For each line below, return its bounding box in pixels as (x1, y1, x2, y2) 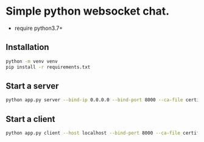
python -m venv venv (5, 58, 58, 65)
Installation (5, 42, 49, 52)
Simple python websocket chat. (5, 4, 170, 18)
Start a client (5, 114, 55, 124)
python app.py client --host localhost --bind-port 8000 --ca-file (5, 130, 181, 136)
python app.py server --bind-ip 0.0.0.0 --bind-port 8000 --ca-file (5, 97, 183, 103)
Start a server (5, 80, 59, 91)
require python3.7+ (14, 24, 63, 32)
